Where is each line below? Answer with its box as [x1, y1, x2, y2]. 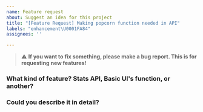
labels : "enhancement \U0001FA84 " [6, 25, 91, 32]
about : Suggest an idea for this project [6, 14, 113, 20]
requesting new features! [21, 60, 87, 67]
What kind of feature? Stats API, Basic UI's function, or [6, 75, 171, 83]
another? [6, 82, 34, 90]
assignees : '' [6, 31, 42, 37]
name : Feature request [6, 8, 64, 15]
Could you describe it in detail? [6, 98, 99, 106]
